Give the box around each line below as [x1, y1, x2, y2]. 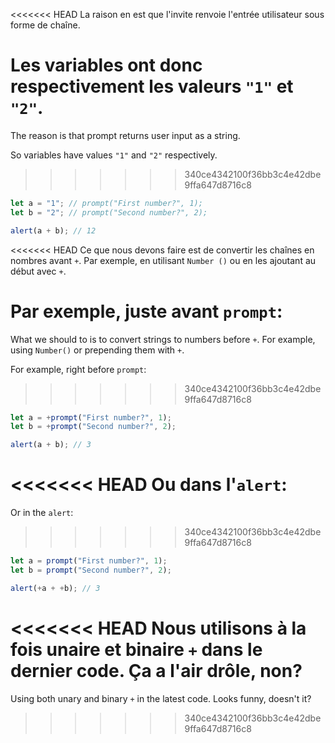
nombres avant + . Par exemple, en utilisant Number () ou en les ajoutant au [10, 254, 317, 266]
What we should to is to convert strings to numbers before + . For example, [10, 333, 316, 345]
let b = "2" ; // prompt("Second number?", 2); [10, 207, 208, 218]
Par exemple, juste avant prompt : [10, 300, 283, 323]
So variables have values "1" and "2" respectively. [10, 149, 218, 161]
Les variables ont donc [10, 54, 203, 77]
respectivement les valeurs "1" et [10, 75, 294, 98]
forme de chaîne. [10, 19, 81, 31]
